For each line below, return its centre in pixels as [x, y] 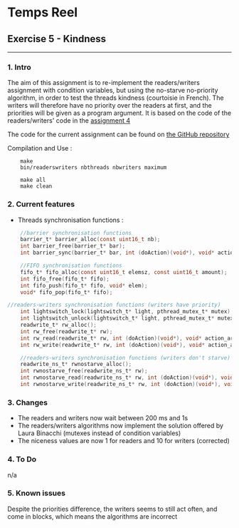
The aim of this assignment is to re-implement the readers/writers [104, 83]
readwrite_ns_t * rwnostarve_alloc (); [76, 365]
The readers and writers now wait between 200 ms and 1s [103, 418]
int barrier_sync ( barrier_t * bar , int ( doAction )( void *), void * [117, 253]
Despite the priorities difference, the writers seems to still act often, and [112, 509]
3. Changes [28, 402]
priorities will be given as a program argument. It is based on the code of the [119, 113]
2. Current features [41, 204]
